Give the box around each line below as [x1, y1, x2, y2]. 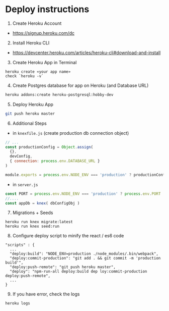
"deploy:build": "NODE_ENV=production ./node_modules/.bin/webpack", [10, 251, 158, 256]
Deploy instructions [5, 4, 90, 15]
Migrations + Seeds [12, 210, 53, 216]
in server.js [12, 181, 38, 187]
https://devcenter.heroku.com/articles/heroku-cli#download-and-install [12, 49, 161, 56]
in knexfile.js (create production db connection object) [12, 130, 129, 136]
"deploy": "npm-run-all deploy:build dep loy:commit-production [10, 269, 147, 274]
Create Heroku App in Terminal [12, 59, 77, 65]
